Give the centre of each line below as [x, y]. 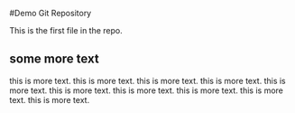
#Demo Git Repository [51, 13]
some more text [54, 59]
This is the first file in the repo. [66, 30]
